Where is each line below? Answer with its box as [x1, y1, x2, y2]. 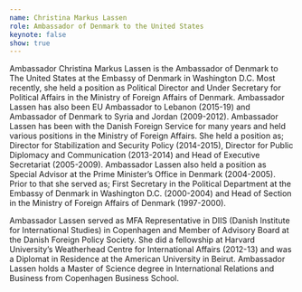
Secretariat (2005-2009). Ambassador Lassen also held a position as [9, 159, 267, 170]
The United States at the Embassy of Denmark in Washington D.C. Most [9, 73, 276, 84]
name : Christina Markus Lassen [9, 13, 127, 23]
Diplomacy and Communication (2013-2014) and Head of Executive [9, 150, 260, 161]
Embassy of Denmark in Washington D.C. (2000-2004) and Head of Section [9, 188, 292, 199]
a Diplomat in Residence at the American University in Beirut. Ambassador [9, 254, 286, 265]
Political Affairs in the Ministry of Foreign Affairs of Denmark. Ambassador [9, 92, 285, 103]
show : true [9, 38, 51, 48]
